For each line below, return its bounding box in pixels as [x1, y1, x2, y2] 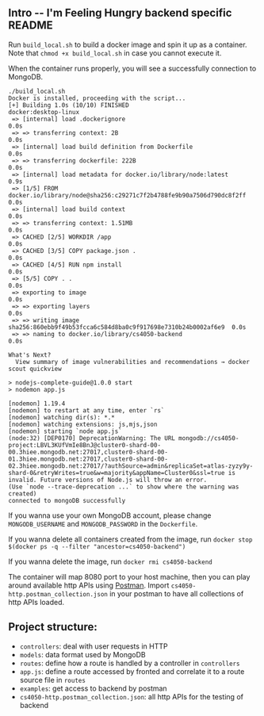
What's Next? [8, 350, 52, 359]
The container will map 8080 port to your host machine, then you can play [8, 572, 251, 581]
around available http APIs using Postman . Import [8, 580, 170, 590]
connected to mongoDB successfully [8, 496, 126, 504]
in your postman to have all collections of [109, 588, 244, 598]
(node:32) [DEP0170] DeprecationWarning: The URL [8, 434, 176, 442]
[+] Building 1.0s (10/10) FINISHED [8, 101, 129, 109]
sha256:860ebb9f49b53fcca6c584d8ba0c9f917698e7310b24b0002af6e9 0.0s [8, 323, 247, 331]
